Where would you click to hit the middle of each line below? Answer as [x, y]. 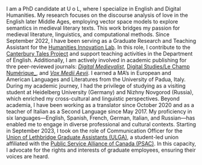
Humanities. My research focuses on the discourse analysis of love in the [97, 15]
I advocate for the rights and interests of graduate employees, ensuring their [101, 150]
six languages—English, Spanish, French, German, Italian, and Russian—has [101, 118]
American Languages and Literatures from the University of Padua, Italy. [96, 79]
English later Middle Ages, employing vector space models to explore [92, 21]
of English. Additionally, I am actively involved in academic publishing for [96, 60]
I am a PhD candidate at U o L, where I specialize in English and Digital [93, 9]
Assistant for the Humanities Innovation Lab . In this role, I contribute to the [99, 47]
